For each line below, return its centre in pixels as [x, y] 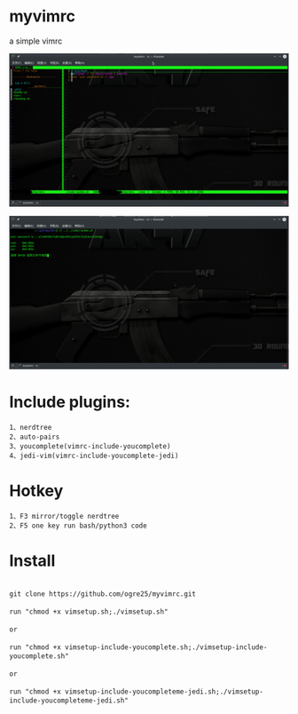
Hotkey [36, 491]
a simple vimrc [36, 41]
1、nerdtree [31, 427]
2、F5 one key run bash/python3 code [78, 526]
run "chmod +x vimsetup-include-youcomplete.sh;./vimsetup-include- [138, 647]
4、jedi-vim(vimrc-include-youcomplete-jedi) [94, 456]
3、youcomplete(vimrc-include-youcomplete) [90, 446]
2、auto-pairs [35, 437]
